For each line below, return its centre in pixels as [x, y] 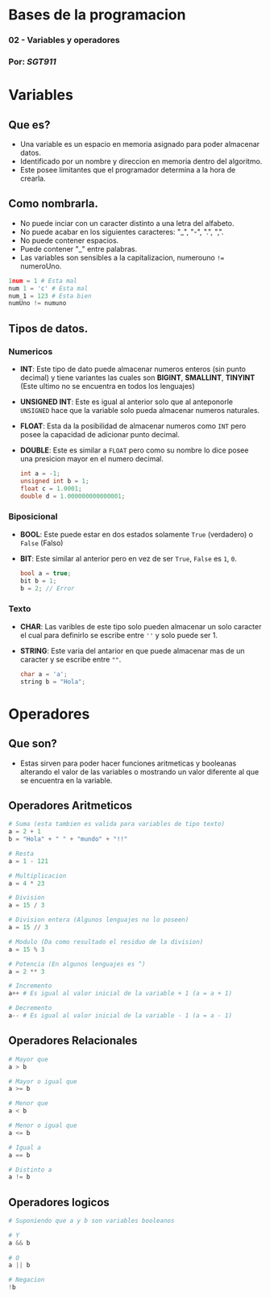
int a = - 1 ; [40, 474]
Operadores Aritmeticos [71, 806]
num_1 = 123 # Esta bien [50, 296]
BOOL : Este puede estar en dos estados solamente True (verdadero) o [137, 534]
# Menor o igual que [43, 1125]
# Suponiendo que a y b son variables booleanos [91, 1221]
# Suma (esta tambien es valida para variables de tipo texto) [117, 824]
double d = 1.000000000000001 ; [73, 496]
